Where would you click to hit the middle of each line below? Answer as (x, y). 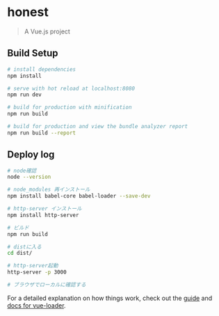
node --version (29, 177)
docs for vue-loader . (36, 305)
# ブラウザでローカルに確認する (47, 285)
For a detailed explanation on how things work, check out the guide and (110, 298)
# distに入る (24, 247)
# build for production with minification (70, 108)
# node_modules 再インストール (49, 190)
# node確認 (22, 171)
